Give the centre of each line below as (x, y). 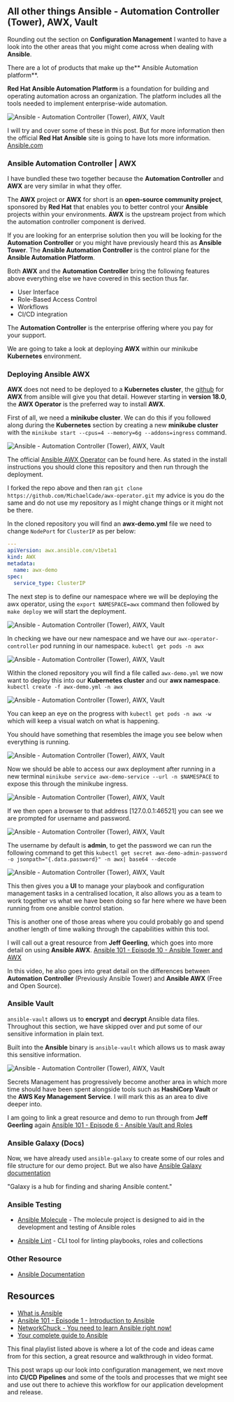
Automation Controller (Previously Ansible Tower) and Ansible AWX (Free (115, 978)
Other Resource (35, 1259)
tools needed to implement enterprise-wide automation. (87, 103)
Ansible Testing (34, 1205)
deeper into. (25, 1104)
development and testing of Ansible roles (76, 1227)
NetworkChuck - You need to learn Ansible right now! (94, 1328)
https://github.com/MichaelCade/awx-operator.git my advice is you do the (116, 496)
